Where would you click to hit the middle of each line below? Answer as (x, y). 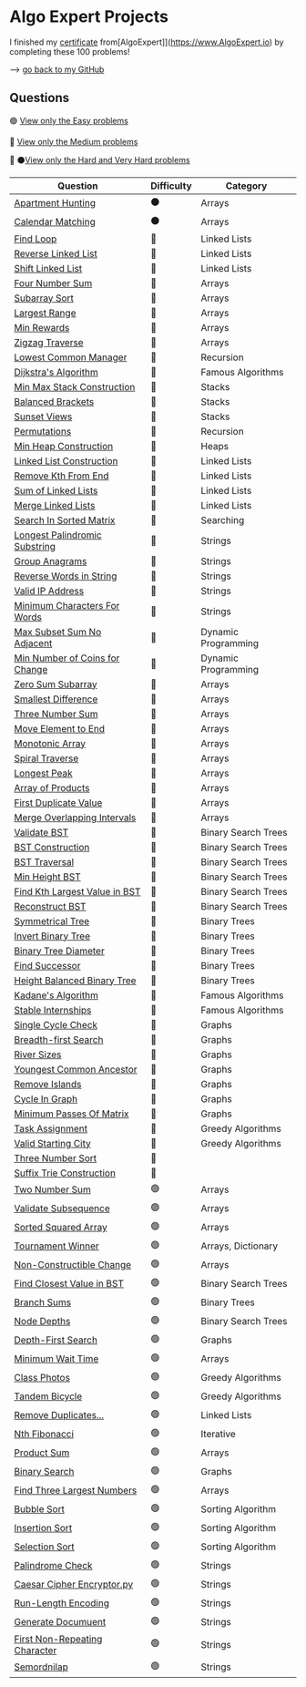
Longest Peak (43, 773)
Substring (35, 546)
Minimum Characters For (67, 605)
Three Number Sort (56, 1157)
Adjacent (33, 643)
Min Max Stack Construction (75, 386)
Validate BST (41, 832)
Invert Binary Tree (52, 936)
